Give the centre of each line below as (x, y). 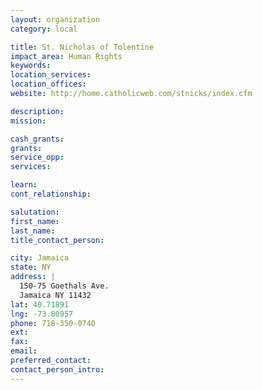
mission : (28, 121)
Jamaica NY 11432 (55, 295)
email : (24, 351)
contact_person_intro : (57, 369)
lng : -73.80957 (42, 314)
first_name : (35, 221)
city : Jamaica (40, 258)
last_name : (33, 231)
